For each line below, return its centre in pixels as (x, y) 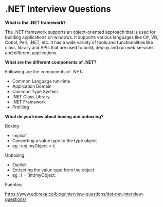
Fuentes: (14, 185)
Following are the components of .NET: (44, 71)
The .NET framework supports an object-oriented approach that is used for (80, 32)
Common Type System (35, 91)
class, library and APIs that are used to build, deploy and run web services (80, 47)
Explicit (19, 165)
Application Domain (32, 86)
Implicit (19, 135)
